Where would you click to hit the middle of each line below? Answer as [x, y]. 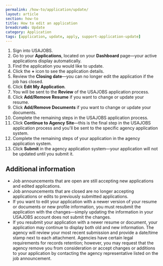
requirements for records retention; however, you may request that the [83, 243]
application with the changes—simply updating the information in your [83, 212]
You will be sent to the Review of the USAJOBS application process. [81, 92]
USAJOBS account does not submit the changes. [62, 217]
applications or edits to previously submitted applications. [70, 196]
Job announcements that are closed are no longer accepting [73, 191]
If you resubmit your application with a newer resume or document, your [85, 222]
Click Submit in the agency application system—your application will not [85, 148]
